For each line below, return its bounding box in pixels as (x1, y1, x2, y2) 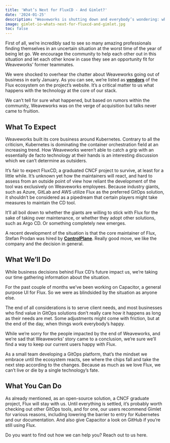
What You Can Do (5, 382, 62, 390)
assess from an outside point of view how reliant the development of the (5, 178, 156, 184)
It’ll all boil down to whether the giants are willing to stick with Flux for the (5, 209, 158, 215)
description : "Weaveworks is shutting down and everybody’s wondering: (5, 17, 159, 22)
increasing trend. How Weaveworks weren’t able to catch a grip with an (5, 147, 154, 153)
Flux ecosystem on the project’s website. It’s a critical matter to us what (5, 82, 154, 88)
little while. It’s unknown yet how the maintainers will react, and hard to (5, 172, 153, 179)
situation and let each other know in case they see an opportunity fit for (5, 56, 154, 62)
